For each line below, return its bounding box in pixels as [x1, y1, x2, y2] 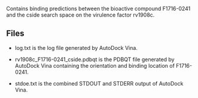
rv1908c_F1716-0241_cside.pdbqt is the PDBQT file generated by [14, 56, 175, 63]
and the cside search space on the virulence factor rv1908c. [6, 11, 155, 18]
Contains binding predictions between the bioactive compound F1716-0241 [6, 5, 191, 12]
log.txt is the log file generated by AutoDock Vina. [14, 44, 138, 51]
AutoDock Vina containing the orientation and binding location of [14, 62, 175, 69]
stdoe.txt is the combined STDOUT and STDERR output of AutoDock [14, 80, 184, 87]
